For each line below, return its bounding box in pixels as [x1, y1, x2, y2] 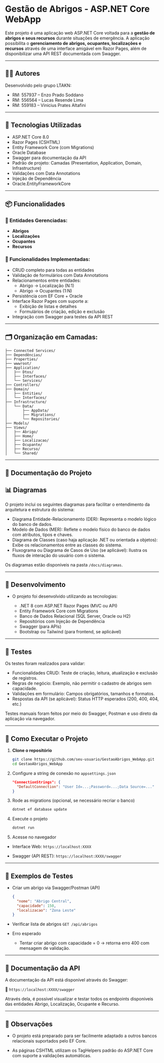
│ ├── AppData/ [5, 408, 49, 413]
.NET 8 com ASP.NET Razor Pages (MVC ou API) [19, 603, 118, 609]
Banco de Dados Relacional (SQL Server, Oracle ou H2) [19, 613, 131, 619]
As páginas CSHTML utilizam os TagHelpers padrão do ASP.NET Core [12, 1047, 153, 1053]
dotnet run [12, 825, 35, 831]
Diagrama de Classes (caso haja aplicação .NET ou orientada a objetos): [12, 537, 158, 542]
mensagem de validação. [19, 945, 70, 951]
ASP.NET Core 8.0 [12, 134, 49, 140]
